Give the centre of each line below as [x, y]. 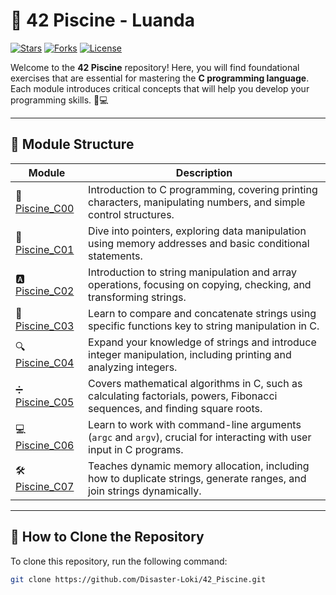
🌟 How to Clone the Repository [107, 537]
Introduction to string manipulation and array [192, 272]
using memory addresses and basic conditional [199, 243]
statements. [115, 256]
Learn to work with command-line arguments [195, 424]
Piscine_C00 [45, 208]
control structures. [131, 214]
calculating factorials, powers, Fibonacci [183, 396]
